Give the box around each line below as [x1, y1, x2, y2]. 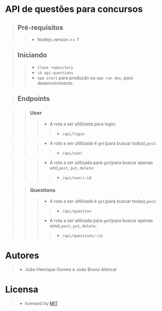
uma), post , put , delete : [49, 223, 97, 229]
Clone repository [37, 65, 73, 70]
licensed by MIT [24, 300, 58, 306]
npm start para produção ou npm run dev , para [37, 75, 133, 81]
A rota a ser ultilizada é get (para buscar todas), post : [49, 198, 157, 204]
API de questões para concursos [5, 3, 143, 15]
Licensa [5, 284, 38, 295]
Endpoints [17, 95, 50, 103]
